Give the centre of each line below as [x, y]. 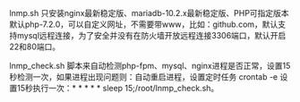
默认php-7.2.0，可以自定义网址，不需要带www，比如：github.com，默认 [144, 24]
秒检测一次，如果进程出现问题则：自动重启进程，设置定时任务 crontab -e [144, 77]
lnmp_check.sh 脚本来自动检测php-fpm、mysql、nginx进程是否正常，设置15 [150, 66]
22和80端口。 [35, 47]
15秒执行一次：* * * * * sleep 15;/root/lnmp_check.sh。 [118, 88]
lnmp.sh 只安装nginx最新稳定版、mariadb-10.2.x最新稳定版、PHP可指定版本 [149, 13]
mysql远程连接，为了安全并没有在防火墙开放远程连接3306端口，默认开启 [151, 35]
